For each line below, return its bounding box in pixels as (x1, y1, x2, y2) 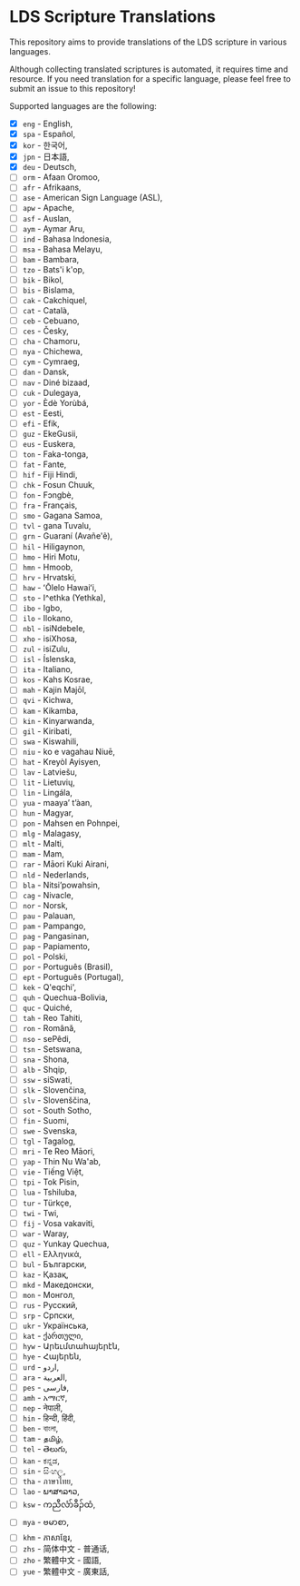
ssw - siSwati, (22, 1074, 73, 1085)
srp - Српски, (22, 1310, 75, 1321)
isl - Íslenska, (22, 654, 77, 665)
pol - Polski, (22, 951, 68, 962)
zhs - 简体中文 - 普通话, (22, 1543, 110, 1554)
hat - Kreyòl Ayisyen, (22, 756, 102, 767)
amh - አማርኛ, (22, 1392, 68, 1403)
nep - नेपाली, (22, 1402, 63, 1413)
